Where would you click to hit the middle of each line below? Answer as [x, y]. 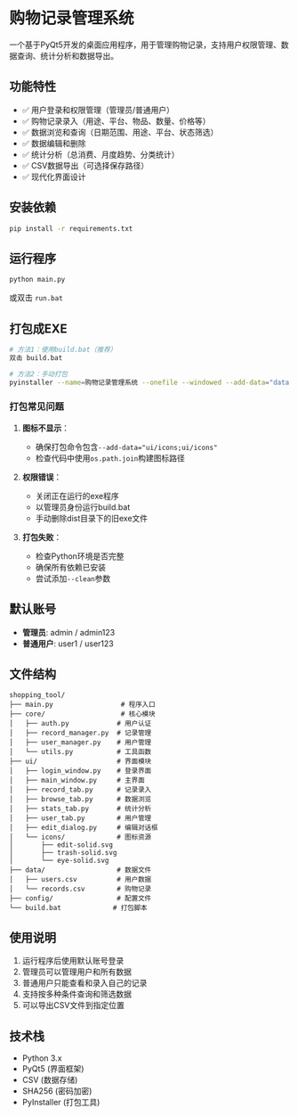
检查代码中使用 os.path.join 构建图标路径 [110, 458]
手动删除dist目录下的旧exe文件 [92, 518]
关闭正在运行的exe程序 [77, 496]
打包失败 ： [42, 537]
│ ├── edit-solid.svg [61, 845]
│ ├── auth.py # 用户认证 [81, 724]
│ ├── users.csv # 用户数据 [81, 880]
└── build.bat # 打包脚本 [79, 908]
